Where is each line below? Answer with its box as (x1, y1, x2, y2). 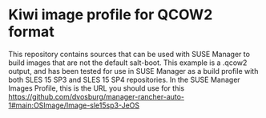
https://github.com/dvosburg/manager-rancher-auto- (8, 92, 185, 101)
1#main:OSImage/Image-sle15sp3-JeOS (8, 100, 140, 110)
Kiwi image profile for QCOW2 (8, 6, 213, 24)
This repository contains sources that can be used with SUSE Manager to (8, 49, 251, 59)
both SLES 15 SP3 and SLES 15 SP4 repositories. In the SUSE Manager (8, 75, 240, 84)
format (8, 22, 54, 41)
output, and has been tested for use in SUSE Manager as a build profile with (8, 66, 259, 75)
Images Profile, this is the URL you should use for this (8, 83, 185, 93)
